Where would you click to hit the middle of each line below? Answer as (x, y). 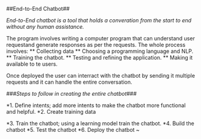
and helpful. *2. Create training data (51, 112)
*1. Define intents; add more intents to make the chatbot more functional (96, 105)
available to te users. (32, 64)
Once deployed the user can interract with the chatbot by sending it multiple (101, 76)
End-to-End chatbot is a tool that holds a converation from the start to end (99, 20)
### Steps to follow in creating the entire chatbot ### (72, 94)
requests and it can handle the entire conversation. (69, 82)
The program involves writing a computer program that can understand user (101, 38)
